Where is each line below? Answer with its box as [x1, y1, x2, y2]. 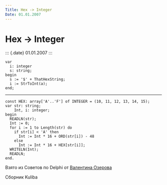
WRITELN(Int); [9, 147, 39, 152]
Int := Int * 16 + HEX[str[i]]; [18, 143, 85, 148]
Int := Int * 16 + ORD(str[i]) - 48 [18, 134, 94, 139]
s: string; [9, 68, 32, 73]
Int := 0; [9, 121, 30, 126]
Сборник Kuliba [5, 174, 38, 180]
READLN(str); [9, 117, 37, 122]
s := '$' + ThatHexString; [9, 77, 66, 82]
